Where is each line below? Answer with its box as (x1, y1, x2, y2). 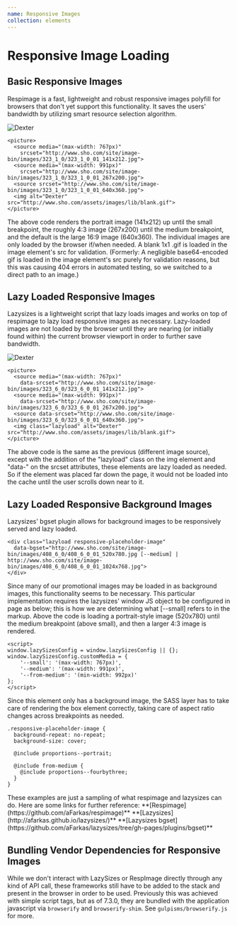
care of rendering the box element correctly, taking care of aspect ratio (7, 704, 214, 713)
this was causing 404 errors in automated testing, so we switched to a (7, 263, 212, 271)
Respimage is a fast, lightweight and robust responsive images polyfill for (7, 94, 221, 103)
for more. (7, 911, 35, 920)
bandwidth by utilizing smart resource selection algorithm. (7, 109, 177, 118)
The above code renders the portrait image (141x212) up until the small (7, 218, 213, 226)
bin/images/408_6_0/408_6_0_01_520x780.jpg (7, 550, 138, 558)
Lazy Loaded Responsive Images (7, 290, 156, 303)
